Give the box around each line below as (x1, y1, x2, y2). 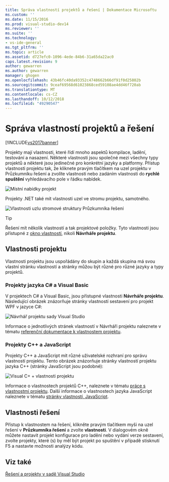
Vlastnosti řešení (5, 408, 60, 416)
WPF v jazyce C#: (5, 304, 42, 310)
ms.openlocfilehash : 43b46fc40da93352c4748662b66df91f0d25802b (5, 78, 141, 83)
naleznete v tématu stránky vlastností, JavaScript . (5, 394, 109, 400)
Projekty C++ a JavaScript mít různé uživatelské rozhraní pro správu (5, 352, 147, 358)
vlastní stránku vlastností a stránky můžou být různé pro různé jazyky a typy (5, 263, 164, 270)
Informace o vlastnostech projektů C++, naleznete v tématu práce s (5, 383, 146, 389)
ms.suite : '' (5, 31, 33, 36)
